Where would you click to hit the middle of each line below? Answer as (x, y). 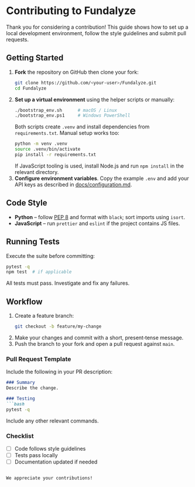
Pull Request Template (39, 359)
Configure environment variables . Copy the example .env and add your (102, 178)
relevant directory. (37, 172)
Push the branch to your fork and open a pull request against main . (95, 343)
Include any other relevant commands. (52, 421)
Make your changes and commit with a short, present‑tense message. (99, 338)
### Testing (20, 399)
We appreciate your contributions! (49, 478)
